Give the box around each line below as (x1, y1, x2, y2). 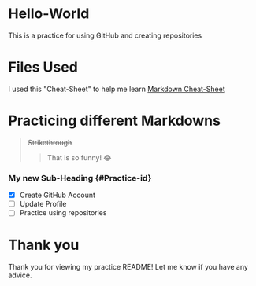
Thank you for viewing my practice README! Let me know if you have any (8, 262, 248, 272)
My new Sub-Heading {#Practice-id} (8, 172, 152, 183)
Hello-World (8, 5, 90, 23)
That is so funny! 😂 (46, 152, 112, 162)
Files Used (8, 58, 79, 76)
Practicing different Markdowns (8, 112, 221, 130)
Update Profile (19, 200, 67, 209)
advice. (8, 270, 32, 280)
